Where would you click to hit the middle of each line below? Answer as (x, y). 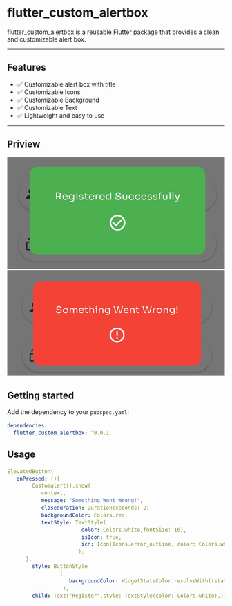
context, (54, 493)
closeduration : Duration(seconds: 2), (97, 508)
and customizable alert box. (47, 39)
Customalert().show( (61, 486)
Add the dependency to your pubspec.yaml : (68, 412)
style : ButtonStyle (60, 567)
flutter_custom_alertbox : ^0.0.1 (61, 433)
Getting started (41, 395)
